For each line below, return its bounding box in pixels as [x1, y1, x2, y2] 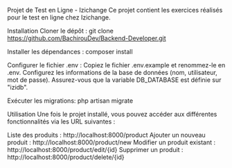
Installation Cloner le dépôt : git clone [7, 27, 114, 35]
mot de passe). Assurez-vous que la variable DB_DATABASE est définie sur [7, 76, 222, 84]
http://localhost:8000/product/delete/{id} [7, 153, 125, 161]
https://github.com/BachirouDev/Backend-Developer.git [7, 34, 166, 42]
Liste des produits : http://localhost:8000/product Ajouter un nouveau [7, 131, 206, 139]
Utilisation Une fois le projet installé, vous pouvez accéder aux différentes [7, 110, 217, 118]
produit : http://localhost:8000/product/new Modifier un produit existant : [7, 138, 216, 146]
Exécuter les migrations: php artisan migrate [7, 96, 134, 105]
